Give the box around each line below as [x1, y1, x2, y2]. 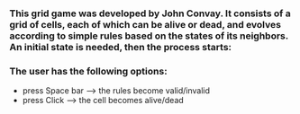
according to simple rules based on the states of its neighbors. [9, 30, 288, 42]
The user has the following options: [9, 65, 168, 77]
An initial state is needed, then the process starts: [9, 40, 232, 53]
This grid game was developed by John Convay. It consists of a [9, 7, 291, 20]
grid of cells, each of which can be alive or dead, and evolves [9, 18, 282, 31]
